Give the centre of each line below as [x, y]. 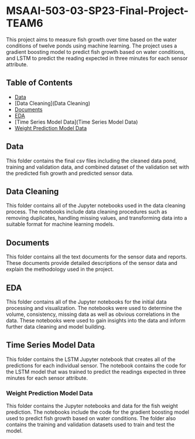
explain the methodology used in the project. [60, 269]
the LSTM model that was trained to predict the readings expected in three [96, 372]
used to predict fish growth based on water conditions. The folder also [91, 418]
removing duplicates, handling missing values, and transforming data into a [97, 218]
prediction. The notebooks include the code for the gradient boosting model [97, 412]
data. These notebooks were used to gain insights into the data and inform [96, 320]
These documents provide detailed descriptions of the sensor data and [92, 263]
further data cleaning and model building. [56, 327]
